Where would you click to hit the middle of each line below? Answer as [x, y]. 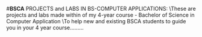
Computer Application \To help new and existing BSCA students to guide [96, 21]
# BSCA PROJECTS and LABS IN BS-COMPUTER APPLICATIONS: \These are [101, 9]
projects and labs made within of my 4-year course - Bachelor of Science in [100, 15]
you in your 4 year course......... [45, 27]
